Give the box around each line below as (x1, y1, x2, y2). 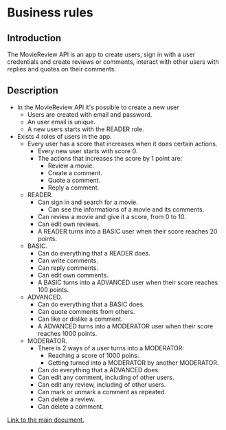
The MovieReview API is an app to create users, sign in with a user (7, 50, 196, 58)
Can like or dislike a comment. (37, 315, 123, 323)
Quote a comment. (47, 176, 101, 184)
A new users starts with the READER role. (27, 125, 144, 133)
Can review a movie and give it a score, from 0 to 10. (37, 212, 187, 220)
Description (7, 84, 58, 97)
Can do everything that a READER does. (37, 249, 150, 257)
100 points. (37, 285, 69, 293)
